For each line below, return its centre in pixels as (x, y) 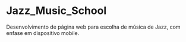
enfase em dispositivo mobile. (43, 33)
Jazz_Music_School (56, 11)
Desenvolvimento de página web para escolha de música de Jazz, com (93, 27)
